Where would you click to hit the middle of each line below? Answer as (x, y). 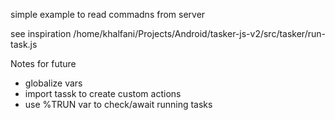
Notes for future (43, 63)
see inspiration (41, 33)
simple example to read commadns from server (108, 14)
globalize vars (53, 83)
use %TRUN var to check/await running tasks (118, 104)
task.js (24, 44)
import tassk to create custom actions (103, 93)
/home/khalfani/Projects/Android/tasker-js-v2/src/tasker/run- (199, 33)
